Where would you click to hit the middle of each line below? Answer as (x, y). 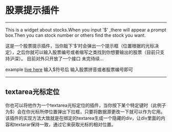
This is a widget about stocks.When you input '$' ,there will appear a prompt (86, 30)
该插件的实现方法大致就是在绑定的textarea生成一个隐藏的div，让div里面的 (83, 118)
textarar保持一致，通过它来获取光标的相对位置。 (65, 124)
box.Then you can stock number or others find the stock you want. (76, 35)
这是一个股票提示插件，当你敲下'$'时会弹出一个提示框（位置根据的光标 (80, 46)
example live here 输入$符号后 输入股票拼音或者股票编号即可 (69, 69)
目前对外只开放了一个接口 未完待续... (65, 58)
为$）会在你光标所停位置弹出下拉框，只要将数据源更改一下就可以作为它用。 (85, 112)
